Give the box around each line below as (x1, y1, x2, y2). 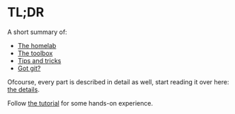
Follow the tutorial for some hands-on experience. (7, 98, 154, 107)
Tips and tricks (17, 56, 62, 64)
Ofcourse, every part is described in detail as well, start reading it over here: (7, 77, 229, 86)
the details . (7, 85, 40, 93)
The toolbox (17, 49, 53, 57)
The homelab (17, 41, 57, 50)
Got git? (17, 64, 41, 72)
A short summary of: (7, 28, 67, 36)
